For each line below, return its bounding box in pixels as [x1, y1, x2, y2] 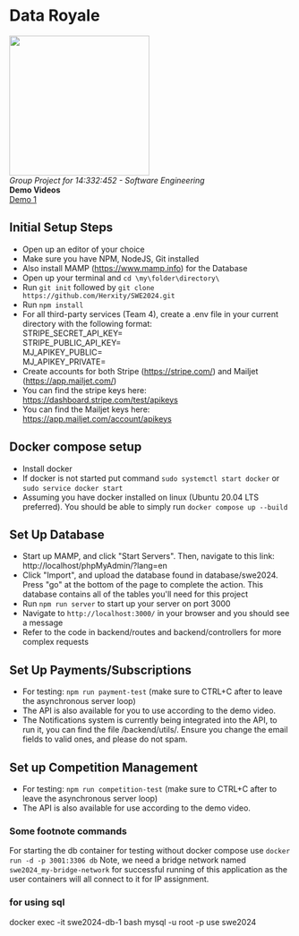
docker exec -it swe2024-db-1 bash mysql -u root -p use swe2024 [9, 916, 257, 927]
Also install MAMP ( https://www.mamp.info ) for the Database [21, 262, 248, 273]
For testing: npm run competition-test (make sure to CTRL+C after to [21, 784, 278, 794]
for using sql [9, 897, 65, 909]
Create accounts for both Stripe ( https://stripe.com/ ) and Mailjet [21, 365, 259, 376]
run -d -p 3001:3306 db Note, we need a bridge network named [9, 854, 246, 865]
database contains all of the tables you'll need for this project [21, 588, 249, 600]
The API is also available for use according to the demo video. [21, 803, 251, 813]
